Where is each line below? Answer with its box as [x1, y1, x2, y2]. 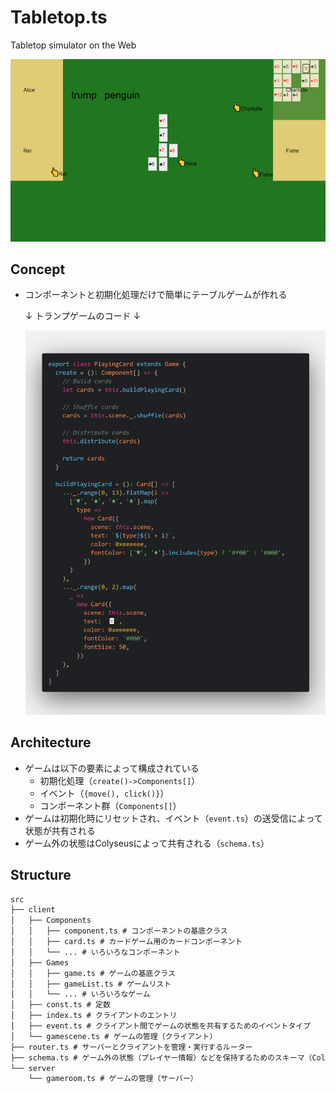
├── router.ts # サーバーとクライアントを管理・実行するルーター [10, 1042, 253, 1052]
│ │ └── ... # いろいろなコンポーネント [10, 947, 181, 957]
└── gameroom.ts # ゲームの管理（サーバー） [28, 1074, 198, 1084]
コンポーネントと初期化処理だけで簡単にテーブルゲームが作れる [24, 289, 288, 301]
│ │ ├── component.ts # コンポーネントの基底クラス [10, 926, 228, 936]
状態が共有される [24, 824, 96, 836]
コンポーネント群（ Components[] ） [39, 799, 182, 811]
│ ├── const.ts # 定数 [10, 1000, 111, 1010]
